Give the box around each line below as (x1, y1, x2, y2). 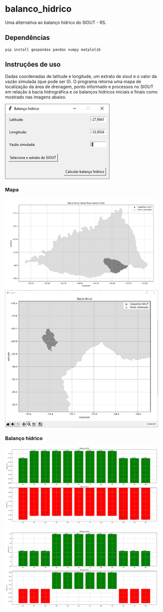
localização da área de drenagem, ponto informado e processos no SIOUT (5, 84, 154, 90)
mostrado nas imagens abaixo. (5, 94, 66, 100)
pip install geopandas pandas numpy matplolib (5, 47, 101, 52)
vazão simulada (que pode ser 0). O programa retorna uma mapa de (5, 78, 142, 84)
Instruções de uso (5, 60, 61, 69)
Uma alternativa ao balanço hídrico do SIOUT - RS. (5, 19, 107, 25)
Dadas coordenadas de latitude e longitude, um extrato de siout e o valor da (5, 73, 157, 79)
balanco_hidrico (5, 3, 72, 15)
